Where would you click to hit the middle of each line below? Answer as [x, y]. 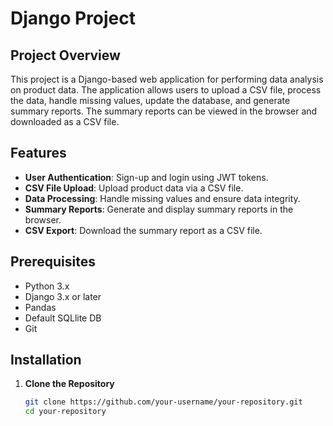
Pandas [40, 307]
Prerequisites [53, 262]
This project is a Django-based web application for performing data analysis [167, 79]
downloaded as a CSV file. [65, 121]
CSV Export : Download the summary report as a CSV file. [143, 230]
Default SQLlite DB [63, 318]
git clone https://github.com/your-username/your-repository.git [163, 402]
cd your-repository [65, 412]
